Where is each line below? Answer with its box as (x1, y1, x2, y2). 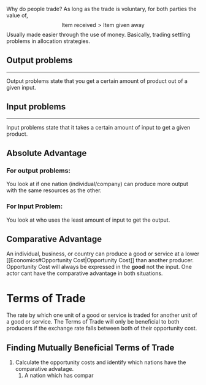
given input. (6, 84, 37, 91)
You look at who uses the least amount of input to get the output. (6, 216, 170, 224)
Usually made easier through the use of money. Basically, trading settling (6, 31, 191, 38)
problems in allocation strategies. (6, 37, 91, 45)
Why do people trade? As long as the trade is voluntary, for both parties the (6, 6, 197, 12)
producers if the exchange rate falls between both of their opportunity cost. (6, 325, 197, 332)
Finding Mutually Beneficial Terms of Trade (6, 342, 175, 352)
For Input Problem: (6, 202, 63, 211)
